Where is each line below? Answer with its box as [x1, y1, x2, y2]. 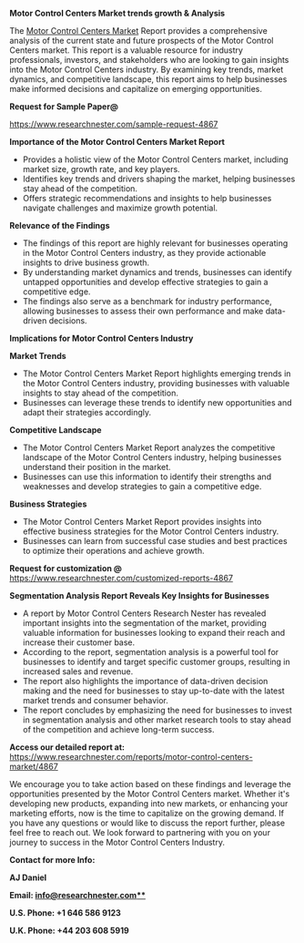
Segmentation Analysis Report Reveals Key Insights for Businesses [9, 590, 270, 600]
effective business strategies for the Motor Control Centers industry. [22, 526, 279, 537]
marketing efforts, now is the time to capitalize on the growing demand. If [9, 808, 285, 818]
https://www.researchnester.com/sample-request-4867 [9, 118, 218, 129]
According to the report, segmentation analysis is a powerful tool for [22, 647, 279, 657]
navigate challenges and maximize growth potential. [22, 202, 218, 213]
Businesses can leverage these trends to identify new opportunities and [22, 397, 293, 408]
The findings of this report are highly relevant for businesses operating [22, 238, 289, 249]
